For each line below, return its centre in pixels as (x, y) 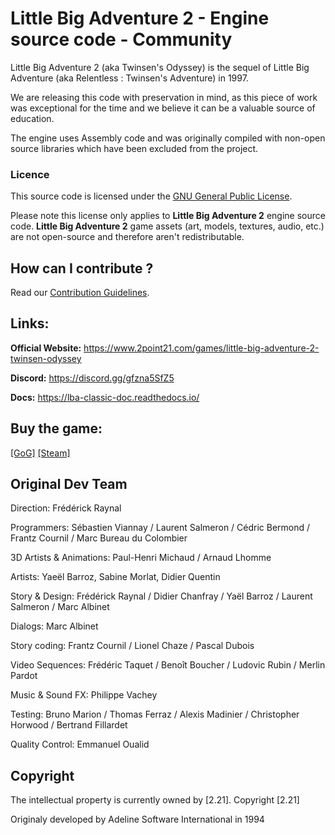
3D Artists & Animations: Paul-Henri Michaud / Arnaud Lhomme (141, 558)
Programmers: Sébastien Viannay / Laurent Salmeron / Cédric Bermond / (160, 528)
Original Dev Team (69, 484)
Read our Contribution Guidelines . (80, 293)
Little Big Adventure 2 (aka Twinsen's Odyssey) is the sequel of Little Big (160, 67)
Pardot (24, 676)
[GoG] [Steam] (40, 453)
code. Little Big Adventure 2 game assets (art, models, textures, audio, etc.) (167, 226)
